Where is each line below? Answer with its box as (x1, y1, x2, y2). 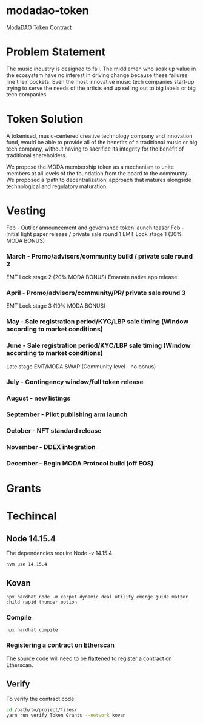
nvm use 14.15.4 (6, 561, 47, 567)
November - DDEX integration (6, 443, 96, 452)
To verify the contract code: (6, 695, 76, 702)
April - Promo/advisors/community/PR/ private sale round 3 (6, 288, 186, 297)
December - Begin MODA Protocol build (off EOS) (6, 459, 154, 468)
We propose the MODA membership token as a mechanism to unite (6, 163, 175, 171)
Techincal (6, 509, 57, 523)
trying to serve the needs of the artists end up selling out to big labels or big (6, 84, 196, 92)
